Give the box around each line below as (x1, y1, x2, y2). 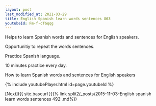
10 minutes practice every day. (5, 63, 67, 68)
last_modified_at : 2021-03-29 (5, 12, 67, 17)
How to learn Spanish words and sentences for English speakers (5, 72, 136, 78)
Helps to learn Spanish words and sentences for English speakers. (5, 34, 139, 40)
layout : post (5, 7, 32, 12)
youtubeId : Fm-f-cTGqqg (5, 21, 54, 26)
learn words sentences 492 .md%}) (5, 96, 77, 102)
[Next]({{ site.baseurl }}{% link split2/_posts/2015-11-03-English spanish (5, 91, 152, 97)
